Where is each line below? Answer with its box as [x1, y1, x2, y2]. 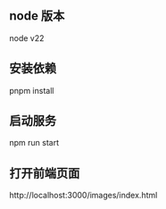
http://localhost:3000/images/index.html [9, 190, 158, 201]
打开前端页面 [9, 165, 80, 180]
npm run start [9, 138, 60, 148]
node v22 [9, 32, 45, 43]
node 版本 [9, 8, 65, 24]
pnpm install [9, 85, 54, 96]
